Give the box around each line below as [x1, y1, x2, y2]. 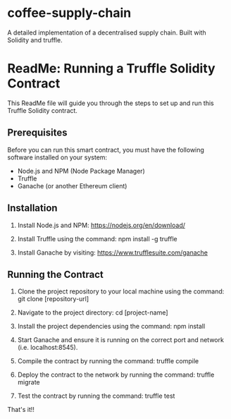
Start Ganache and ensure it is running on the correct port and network [17, 336, 224, 344]
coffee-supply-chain [7, 5, 132, 21]
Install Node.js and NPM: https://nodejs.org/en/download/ [17, 221, 185, 229]
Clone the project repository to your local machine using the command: [17, 287, 225, 296]
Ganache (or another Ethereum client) [17, 181, 127, 190]
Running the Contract [7, 268, 104, 280]
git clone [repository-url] [17, 295, 89, 303]
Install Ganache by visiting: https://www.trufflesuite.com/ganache [17, 248, 208, 257]
